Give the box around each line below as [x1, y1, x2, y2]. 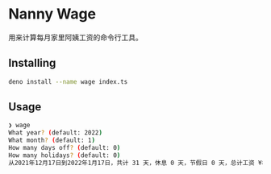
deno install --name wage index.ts [8, 77, 128, 85]
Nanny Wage [8, 5, 97, 23]
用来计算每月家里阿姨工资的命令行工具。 [8, 32, 143, 42]
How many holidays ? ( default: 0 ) [8, 151, 121, 159]
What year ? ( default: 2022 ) [8, 129, 103, 137]
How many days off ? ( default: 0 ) [8, 144, 121, 152]
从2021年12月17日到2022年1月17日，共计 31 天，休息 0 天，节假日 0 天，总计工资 [8, 159, 256, 167]
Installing [8, 56, 56, 70]
